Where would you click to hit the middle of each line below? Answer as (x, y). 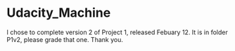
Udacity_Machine (59, 13)
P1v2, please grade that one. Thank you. (65, 39)
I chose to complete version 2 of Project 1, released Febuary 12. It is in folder (117, 32)
